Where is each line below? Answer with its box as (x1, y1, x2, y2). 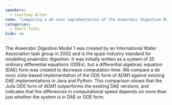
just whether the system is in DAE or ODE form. (5, 94, 105, 100)
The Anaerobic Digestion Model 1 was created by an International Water (5, 45, 157, 51)
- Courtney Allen (10, 12, 47, 17)
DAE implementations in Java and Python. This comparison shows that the (5, 77, 162, 84)
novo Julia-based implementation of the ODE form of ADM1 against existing (5, 72, 165, 78)
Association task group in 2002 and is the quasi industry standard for (5, 50, 152, 57)
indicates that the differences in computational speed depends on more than (5, 89, 167, 94)
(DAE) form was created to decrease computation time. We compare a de (5, 67, 160, 73)
